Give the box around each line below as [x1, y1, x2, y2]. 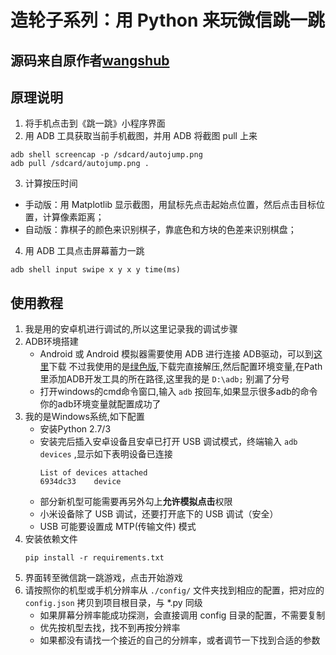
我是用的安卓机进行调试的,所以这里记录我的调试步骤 [24, 323, 238, 335]
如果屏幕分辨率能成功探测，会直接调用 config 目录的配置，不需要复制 [39, 609, 326, 621]
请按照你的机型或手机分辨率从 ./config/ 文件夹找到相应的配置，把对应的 [24, 584, 325, 596]
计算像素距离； [42, 211, 105, 223]
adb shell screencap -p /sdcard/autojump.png [10, 150, 203, 160]
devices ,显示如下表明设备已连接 [39, 448, 173, 460]
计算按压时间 [24, 177, 78, 190]
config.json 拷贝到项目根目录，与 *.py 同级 [24, 597, 203, 609]
